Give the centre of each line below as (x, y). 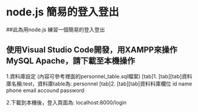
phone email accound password (45, 90)
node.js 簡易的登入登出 (63, 12)
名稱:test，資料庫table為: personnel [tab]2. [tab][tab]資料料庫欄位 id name (102, 84)
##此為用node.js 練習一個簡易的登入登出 (55, 29)
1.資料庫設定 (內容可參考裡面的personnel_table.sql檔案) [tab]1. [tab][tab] (94, 76)
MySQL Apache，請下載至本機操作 (71, 61)
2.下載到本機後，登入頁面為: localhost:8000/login (66, 102)
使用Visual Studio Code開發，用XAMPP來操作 (92, 50)
